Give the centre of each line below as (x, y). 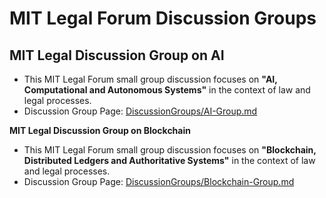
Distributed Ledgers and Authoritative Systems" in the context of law (169, 160)
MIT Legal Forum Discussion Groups (163, 18)
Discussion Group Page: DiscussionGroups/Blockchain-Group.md (159, 181)
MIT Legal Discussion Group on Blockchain (100, 130)
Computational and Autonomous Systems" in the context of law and (167, 90)
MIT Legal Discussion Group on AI (117, 55)
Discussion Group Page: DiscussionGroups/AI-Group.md (140, 111)
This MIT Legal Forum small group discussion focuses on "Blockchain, (170, 150)
